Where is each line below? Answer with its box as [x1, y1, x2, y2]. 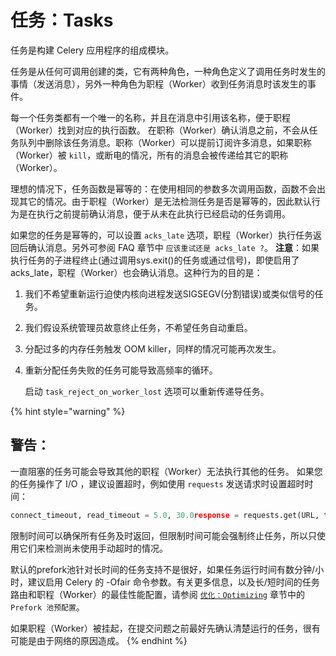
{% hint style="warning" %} [10, 405, 126, 417]
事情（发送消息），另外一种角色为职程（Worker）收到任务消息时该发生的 [10, 77, 308, 90]
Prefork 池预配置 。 [10, 601, 85, 613]
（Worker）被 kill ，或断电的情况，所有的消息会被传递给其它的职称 [10, 149, 289, 161]
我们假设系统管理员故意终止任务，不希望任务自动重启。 [24, 321, 253, 333]
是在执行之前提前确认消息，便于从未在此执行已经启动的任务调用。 [18, 207, 291, 220]
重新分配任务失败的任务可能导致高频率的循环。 [24, 364, 218, 376]
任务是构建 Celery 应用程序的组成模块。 [10, 44, 175, 56]
